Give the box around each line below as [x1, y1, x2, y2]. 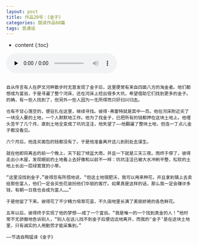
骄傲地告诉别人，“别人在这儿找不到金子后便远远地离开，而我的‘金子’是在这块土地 [19, 217, 190, 222]
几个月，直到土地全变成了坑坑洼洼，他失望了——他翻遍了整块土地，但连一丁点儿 [23, 121, 187, 128]
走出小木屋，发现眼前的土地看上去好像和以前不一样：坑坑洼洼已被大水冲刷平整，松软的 [6, 157, 187, 163]
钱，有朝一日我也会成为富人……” [6, 187, 72, 193]
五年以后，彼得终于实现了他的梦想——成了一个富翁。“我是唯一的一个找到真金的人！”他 [6, 210, 184, 217]
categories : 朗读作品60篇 [6, 20, 66, 26]
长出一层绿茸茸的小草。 [14, 163, 64, 169]
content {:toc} [14, 42, 49, 49]
